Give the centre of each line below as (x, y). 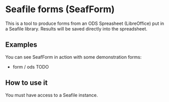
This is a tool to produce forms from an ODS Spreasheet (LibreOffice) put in (85, 23)
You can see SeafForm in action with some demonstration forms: (74, 57)
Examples (21, 45)
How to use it (27, 83)
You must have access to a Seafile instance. (52, 95)
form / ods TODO (31, 66)
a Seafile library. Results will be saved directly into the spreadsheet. (76, 28)
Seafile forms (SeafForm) (60, 9)
